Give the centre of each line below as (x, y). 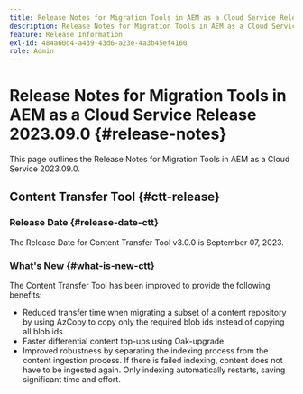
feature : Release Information (66, 34)
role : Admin (32, 51)
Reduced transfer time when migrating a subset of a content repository (154, 313)
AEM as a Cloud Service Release (133, 115)
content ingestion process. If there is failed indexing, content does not (152, 361)
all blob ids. (44, 332)
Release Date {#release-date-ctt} (84, 223)
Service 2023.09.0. (45, 169)
